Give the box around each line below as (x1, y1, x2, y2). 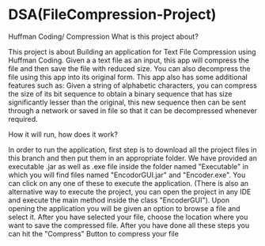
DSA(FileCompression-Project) (8, 6, 217, 24)
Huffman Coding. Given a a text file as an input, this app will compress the (8, 55, 250, 65)
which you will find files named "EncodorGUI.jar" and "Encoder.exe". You (8, 170, 246, 180)
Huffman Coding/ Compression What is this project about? (8, 32, 199, 41)
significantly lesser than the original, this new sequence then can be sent (8, 97, 247, 107)
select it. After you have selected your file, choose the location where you (8, 212, 248, 221)
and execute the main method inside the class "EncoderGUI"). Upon (8, 195, 230, 205)
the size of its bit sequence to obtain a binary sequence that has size (8, 89, 233, 98)
